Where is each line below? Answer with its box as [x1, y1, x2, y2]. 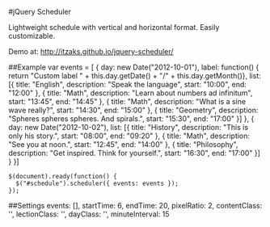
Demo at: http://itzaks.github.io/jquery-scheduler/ [8, 47, 174, 56]
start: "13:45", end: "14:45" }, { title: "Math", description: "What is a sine [8, 97, 247, 106]
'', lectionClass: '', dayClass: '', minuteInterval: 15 [8, 209, 170, 219]
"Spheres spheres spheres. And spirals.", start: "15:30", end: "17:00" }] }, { [8, 114, 255, 124]
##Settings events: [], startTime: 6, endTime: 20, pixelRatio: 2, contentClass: [8, 201, 263, 210]
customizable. [8, 32, 55, 40]
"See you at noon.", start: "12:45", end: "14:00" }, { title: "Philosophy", [8, 140, 238, 149]
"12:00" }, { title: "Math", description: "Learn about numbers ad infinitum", [8, 88, 253, 98]
